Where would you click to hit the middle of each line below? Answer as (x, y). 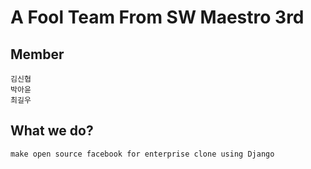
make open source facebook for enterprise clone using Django (142, 154)
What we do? (52, 131)
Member (37, 54)
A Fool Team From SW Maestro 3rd (157, 17)
